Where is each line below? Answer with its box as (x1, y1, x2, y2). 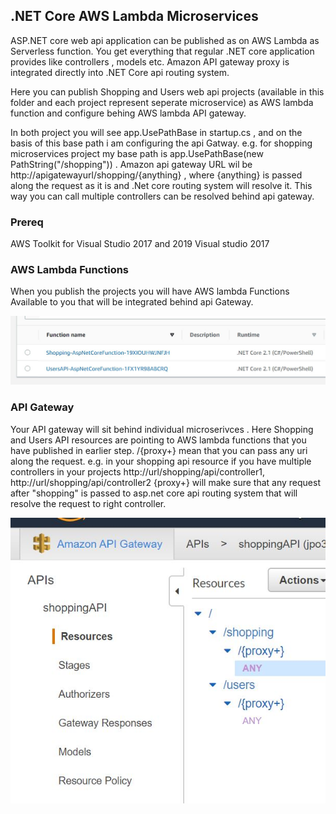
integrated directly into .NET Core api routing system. (10, 66, 230, 78)
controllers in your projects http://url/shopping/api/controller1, (10, 465, 265, 478)
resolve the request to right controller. (10, 497, 167, 509)
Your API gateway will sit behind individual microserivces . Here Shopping (10, 423, 314, 435)
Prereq (10, 215, 44, 229)
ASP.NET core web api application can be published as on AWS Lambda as (10, 34, 320, 46)
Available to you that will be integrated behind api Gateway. (10, 296, 254, 308)
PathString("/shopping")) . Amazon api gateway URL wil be (10, 158, 253, 170)
